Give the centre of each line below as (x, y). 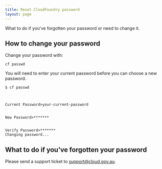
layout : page (18, 14)
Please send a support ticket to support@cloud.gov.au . (60, 162)
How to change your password (53, 43)
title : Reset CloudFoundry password (42, 10)
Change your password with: (34, 55)
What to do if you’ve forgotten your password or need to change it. (72, 28)
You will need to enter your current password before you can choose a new (81, 73)
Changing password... (27, 135)
